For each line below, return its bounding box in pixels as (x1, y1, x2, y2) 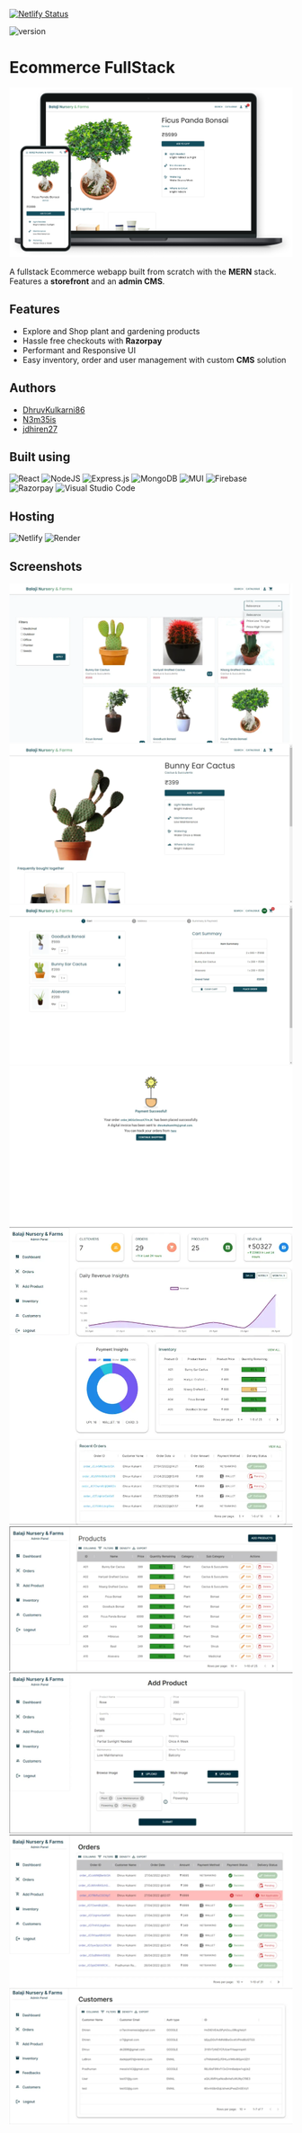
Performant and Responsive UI (22, 344, 137, 355)
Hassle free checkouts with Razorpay (22, 335, 163, 346)
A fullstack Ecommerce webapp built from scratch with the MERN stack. (9, 266, 277, 277)
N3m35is (22, 413, 57, 424)
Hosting (9, 509, 56, 524)
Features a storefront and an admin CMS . (9, 275, 165, 287)
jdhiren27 (22, 423, 58, 434)
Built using (9, 449, 71, 465)
